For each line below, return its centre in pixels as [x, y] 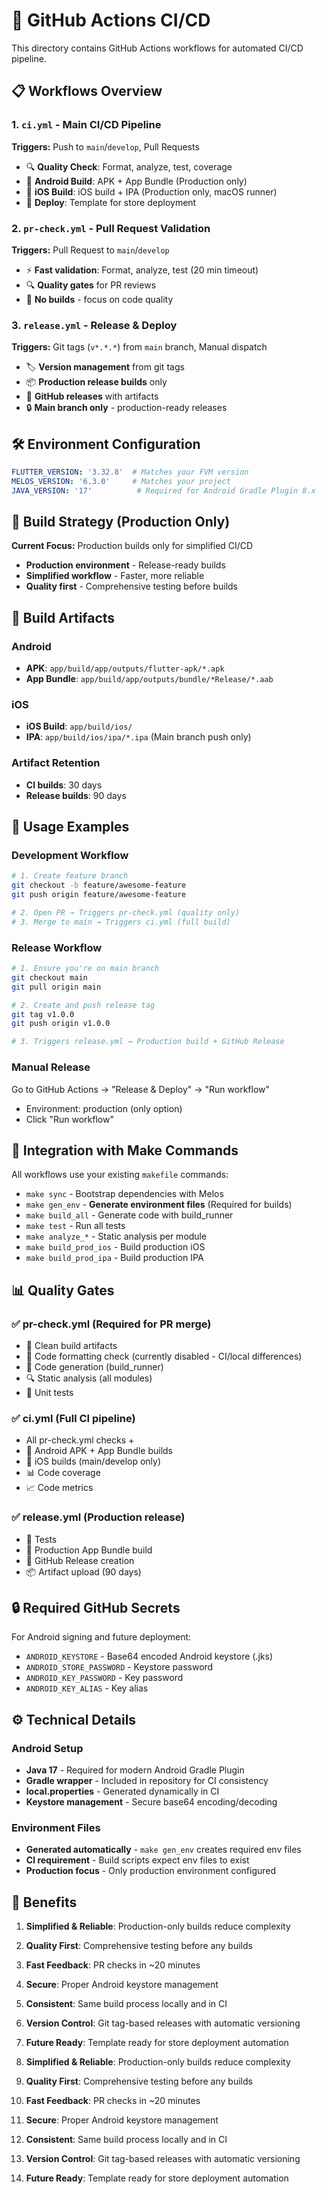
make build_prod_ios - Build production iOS [115, 1247]
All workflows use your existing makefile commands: [120, 1175]
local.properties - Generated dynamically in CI [122, 1791]
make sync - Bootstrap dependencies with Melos [124, 1194]
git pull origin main [56, 987]
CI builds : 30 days [64, 785]
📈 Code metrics [59, 1488]
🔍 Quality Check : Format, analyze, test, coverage [129, 166]
